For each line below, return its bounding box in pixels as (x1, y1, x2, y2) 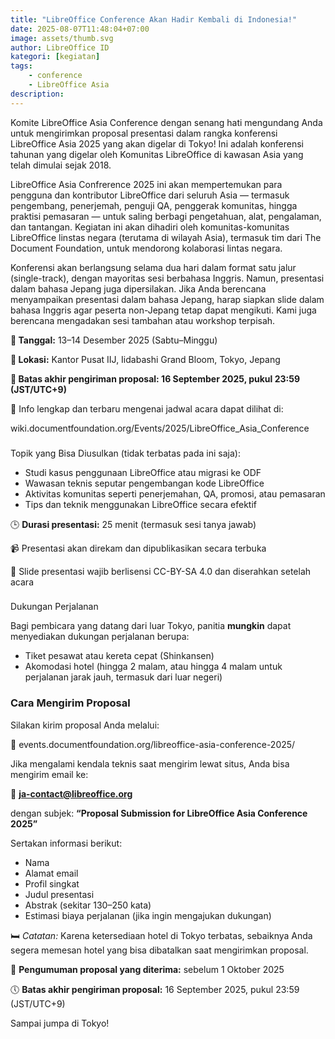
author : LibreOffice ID (10, 42, 110, 53)
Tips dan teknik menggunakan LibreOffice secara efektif (24, 498, 258, 510)
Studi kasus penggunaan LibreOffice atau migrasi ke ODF (24, 466, 262, 478)
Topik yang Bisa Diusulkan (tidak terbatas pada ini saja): (10, 447, 241, 459)
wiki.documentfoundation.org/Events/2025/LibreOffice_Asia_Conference (10, 422, 310, 434)
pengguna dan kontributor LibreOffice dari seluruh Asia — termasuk (10, 189, 290, 201)
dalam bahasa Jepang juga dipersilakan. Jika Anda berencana (10, 282, 267, 295)
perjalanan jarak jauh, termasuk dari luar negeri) (24, 671, 223, 683)
